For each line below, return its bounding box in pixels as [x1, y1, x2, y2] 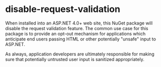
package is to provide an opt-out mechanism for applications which [5, 30, 146, 36]
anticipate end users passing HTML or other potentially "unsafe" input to [5, 36, 156, 42]
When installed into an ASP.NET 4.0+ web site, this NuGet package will [5, 20, 153, 26]
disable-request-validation [5, 3, 121, 15]
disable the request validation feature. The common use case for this [5, 25, 148, 31]
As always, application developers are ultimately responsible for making [5, 51, 155, 57]
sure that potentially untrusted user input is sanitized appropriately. [5, 56, 145, 62]
